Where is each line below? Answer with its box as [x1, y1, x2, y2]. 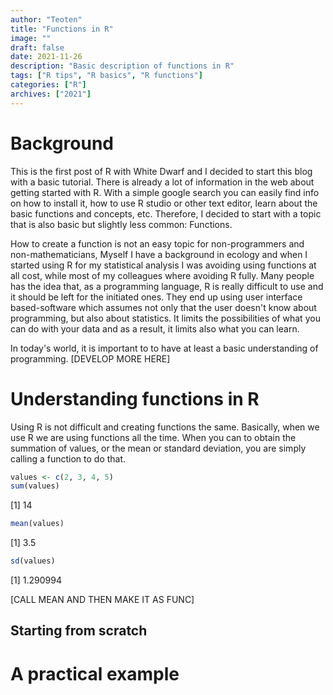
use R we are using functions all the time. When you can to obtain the [10, 431, 297, 443]
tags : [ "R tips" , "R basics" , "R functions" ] [10, 71, 203, 81]
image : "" [10, 33, 52, 43]
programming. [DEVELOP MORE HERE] [10, 352, 171, 365]
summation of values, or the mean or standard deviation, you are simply [10, 442, 307, 454]
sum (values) [10, 481, 60, 491]
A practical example [10, 662, 180, 685]
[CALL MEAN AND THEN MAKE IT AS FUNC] [10, 594, 195, 605]
